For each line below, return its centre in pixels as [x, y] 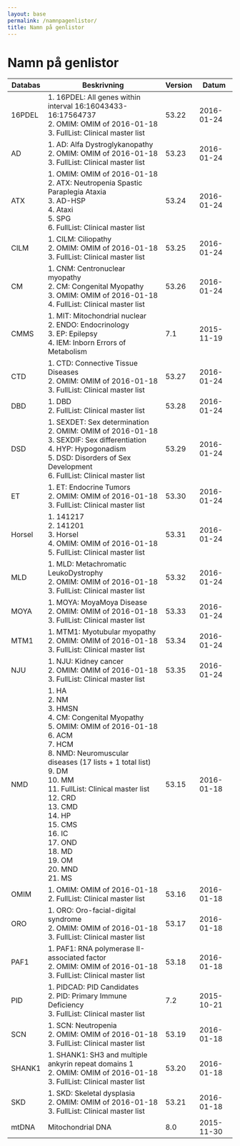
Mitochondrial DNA [80, 1127]
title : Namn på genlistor [46, 27]
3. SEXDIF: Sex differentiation [97, 440]
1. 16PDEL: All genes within [94, 97]
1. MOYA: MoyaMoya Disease [97, 603]
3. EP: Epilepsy [72, 334]
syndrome [65, 920]
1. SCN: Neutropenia [82, 1025]
